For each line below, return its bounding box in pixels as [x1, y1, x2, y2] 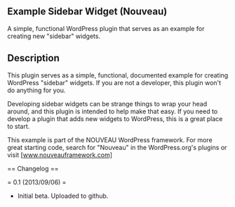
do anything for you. [7, 86, 66, 94]
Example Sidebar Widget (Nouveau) [7, 6, 168, 18]
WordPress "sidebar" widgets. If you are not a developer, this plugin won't [7, 78, 222, 87]
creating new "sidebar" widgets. [7, 32, 100, 40]
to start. [7, 122, 30, 130]
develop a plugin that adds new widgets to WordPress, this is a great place [7, 114, 223, 123]
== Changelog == [7, 164, 59, 172]
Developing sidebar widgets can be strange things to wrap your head [7, 99, 208, 108]
